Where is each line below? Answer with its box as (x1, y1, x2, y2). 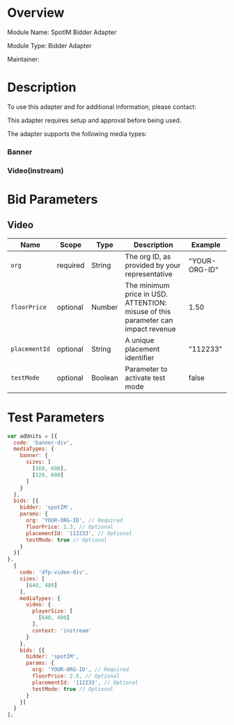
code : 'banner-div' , (13, 439, 73, 446)
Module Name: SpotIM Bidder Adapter (7, 28, 117, 36)
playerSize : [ (32, 608, 73, 615)
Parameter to (125, 364, 168, 374)
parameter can (125, 315, 173, 325)
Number (91, 302, 118, 312)
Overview (7, 5, 65, 21)
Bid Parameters (7, 191, 98, 207)
